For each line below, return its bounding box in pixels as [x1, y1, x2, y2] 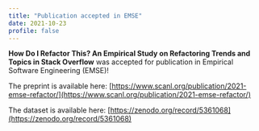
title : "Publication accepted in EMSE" [8, 11, 143, 20]
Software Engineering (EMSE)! [8, 66, 109, 76]
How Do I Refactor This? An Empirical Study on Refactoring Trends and [8, 49, 251, 59]
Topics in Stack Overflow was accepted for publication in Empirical [8, 57, 234, 67]
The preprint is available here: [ [8, 81, 112, 91]
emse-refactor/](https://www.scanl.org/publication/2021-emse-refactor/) [8, 90, 252, 100]
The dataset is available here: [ [8, 105, 111, 115]
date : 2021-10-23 [8, 19, 67, 27]
